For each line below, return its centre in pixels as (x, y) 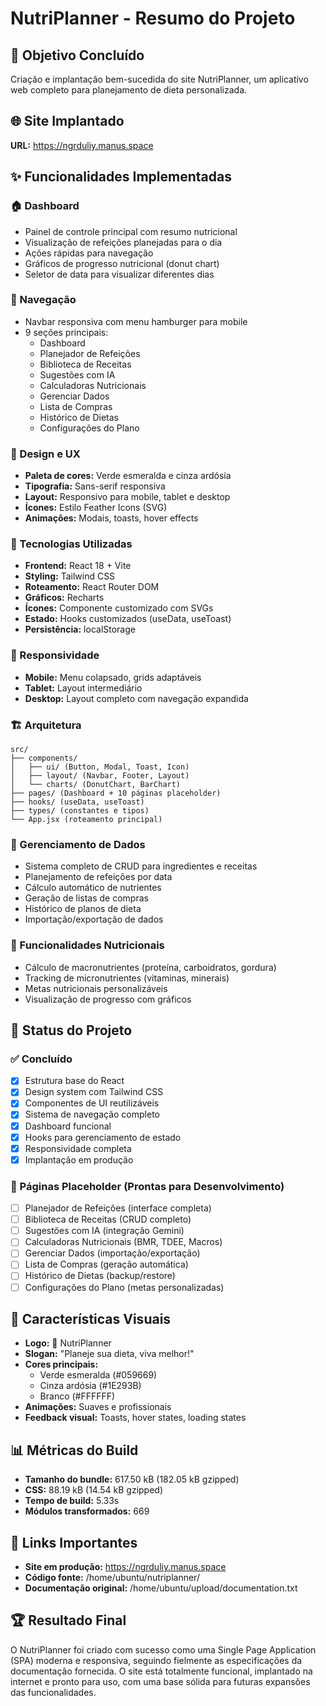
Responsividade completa (78, 1148)
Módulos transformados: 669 (87, 1511)
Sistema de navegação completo (92, 1114)
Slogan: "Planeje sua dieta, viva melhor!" (109, 1354)
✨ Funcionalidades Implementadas (121, 177)
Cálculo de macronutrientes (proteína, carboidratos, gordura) (150, 967)
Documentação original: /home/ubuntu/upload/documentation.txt (161, 1588)
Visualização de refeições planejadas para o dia (123, 242)
